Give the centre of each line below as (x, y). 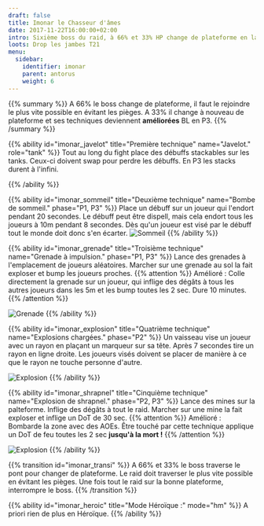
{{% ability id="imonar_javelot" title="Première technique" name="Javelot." (130, 144)
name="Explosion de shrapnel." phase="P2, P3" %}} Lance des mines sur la (132, 401)
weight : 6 (38, 81)
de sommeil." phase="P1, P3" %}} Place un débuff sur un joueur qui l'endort (131, 208)
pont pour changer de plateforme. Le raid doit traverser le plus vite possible (131, 473)
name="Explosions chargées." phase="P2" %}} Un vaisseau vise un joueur (130, 337)
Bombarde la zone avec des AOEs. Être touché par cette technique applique (131, 426)
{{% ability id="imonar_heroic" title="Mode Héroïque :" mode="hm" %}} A (128, 505)
